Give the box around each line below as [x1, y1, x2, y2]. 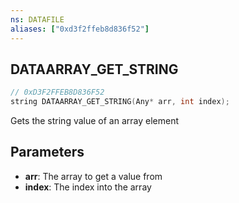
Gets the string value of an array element [10, 115, 179, 127]
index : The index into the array [24, 181, 152, 193]
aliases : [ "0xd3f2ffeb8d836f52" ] [10, 24, 150, 34]
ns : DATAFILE [10, 14, 65, 25]
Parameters [10, 144, 85, 161]
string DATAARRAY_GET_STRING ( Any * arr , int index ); [10, 97, 230, 107]
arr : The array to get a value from [24, 170, 163, 182]
